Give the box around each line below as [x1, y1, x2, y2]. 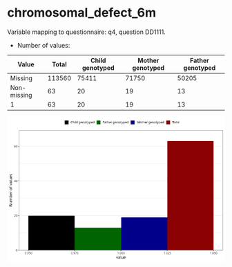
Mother [137, 57, 159, 65]
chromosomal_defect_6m [7, 5, 157, 21]
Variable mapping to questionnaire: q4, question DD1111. [7, 28, 166, 36]
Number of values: [17, 41, 70, 49]
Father [189, 57, 209, 65]
